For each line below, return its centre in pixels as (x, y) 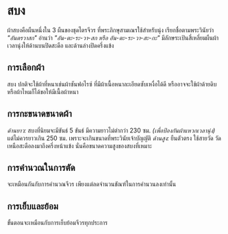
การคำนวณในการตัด (41, 167)
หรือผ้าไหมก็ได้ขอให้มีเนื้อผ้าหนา (43, 91)
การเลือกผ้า (26, 68)
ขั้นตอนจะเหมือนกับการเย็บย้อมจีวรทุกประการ (58, 223)
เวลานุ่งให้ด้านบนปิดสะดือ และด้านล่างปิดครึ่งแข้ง (61, 45)
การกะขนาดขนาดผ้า (39, 114)
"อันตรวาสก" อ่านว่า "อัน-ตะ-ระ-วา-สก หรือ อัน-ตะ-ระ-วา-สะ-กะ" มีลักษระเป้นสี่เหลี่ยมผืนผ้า (113, 38)
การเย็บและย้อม (33, 206)
